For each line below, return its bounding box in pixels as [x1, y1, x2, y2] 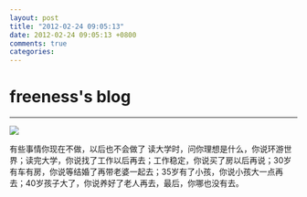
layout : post [9, 13, 59, 23]
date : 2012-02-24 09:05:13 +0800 [9, 30, 137, 39]
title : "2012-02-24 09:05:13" [9, 22, 125, 31]
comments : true [9, 38, 68, 48]
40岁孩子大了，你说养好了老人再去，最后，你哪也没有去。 [25, 178, 244, 189]
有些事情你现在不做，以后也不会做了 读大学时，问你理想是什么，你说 [9, 143, 268, 155]
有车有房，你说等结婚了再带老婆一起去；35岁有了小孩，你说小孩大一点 [9, 166, 276, 178]
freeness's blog [9, 87, 132, 108]
